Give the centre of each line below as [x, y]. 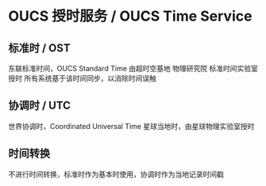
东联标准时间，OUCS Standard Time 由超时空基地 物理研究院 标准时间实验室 [133, 68]
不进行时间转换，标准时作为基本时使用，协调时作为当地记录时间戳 [116, 174]
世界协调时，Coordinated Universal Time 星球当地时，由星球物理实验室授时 [131, 126]
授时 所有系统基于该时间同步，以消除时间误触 [82, 78]
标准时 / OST [39, 48]
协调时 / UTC [40, 106]
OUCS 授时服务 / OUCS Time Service [130, 16]
